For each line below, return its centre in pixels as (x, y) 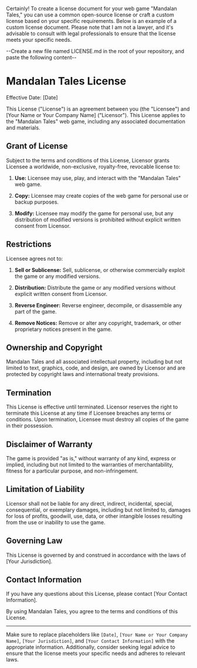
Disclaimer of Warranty (49, 444)
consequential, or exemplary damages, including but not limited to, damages (98, 510)
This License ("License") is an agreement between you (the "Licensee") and (98, 109)
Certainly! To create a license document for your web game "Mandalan (92, 9)
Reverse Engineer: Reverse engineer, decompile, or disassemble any (98, 305)
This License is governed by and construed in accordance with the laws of (96, 555)
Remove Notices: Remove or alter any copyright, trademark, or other (98, 323)
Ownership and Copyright (54, 348)
